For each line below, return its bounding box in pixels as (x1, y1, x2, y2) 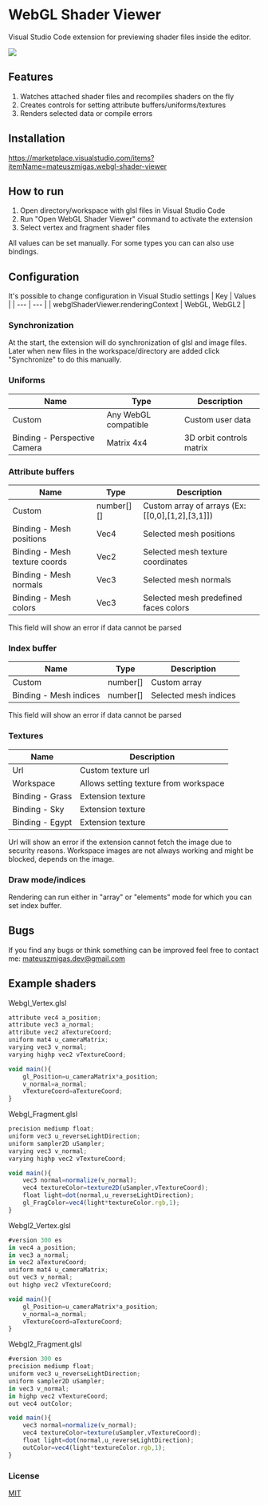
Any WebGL (106, 409, 152, 420)
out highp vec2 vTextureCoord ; (8, 1281, 112, 1289)
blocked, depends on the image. (8, 854, 114, 863)
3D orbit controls (183, 432, 248, 443)
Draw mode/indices (8, 874, 86, 885)
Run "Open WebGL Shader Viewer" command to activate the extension (19, 214, 254, 224)
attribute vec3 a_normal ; (8, 1021, 94, 1029)
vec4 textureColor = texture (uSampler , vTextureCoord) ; (22, 1429, 202, 1437)
